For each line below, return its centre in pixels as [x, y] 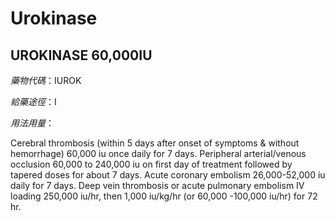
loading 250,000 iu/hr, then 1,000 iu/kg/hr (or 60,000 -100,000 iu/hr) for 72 [164, 196]
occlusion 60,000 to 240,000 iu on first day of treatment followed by [151, 164]
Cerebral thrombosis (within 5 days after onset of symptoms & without [155, 143]
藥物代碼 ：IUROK [46, 80]
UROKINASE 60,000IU [81, 55]
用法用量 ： [32, 123]
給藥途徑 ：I [33, 101]
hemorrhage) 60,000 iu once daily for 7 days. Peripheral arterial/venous [158, 153]
